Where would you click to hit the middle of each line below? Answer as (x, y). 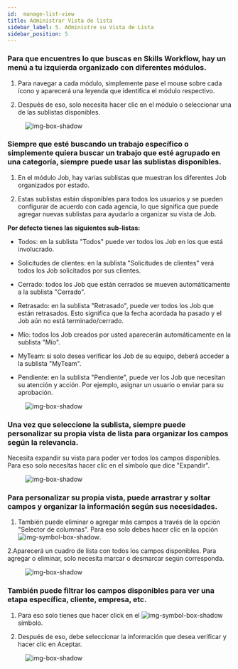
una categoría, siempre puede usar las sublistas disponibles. (114, 162)
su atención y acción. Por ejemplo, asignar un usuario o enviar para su (120, 384)
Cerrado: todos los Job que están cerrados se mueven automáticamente (124, 284)
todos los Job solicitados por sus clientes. (79, 270)
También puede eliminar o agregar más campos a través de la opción (119, 522)
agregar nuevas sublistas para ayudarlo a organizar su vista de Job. (117, 214)
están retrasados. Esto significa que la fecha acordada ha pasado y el (120, 313)
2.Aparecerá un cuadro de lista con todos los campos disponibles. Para (112, 551)
